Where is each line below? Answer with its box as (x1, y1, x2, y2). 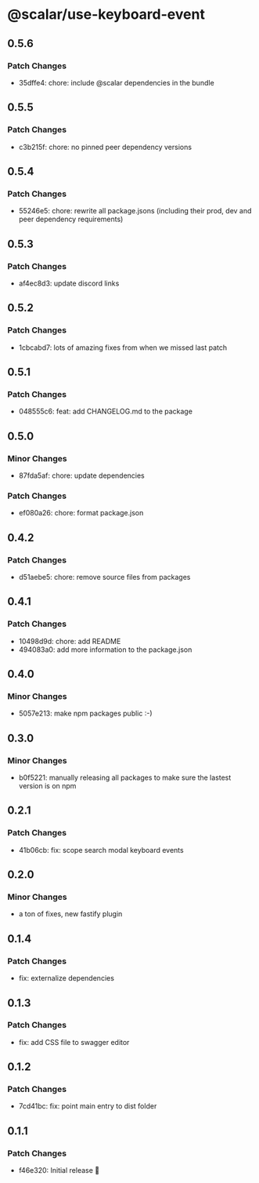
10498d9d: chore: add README (18, 636, 121, 646)
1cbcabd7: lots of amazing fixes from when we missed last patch (18, 343, 228, 352)
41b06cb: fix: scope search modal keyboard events (18, 845, 185, 854)
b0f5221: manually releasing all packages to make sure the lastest (18, 773, 232, 782)
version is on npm (18, 781, 77, 791)
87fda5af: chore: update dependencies (18, 471, 146, 480)
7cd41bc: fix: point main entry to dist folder (18, 1101, 157, 1111)
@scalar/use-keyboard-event (7, 5, 205, 24)
